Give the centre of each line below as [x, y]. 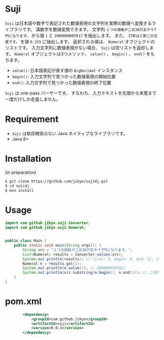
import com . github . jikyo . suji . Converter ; [48, 223]
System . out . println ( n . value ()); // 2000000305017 [74, 268]
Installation [28, 159]
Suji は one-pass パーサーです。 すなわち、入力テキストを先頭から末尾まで [81, 93]
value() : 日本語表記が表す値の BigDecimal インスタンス [67, 70]
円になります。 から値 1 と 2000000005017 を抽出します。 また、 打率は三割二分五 [81, 35]
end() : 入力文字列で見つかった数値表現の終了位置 [61, 82]
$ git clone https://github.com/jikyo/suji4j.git [57, 181]
